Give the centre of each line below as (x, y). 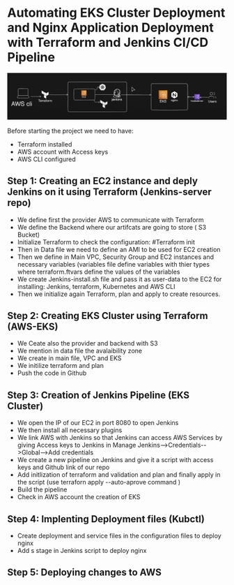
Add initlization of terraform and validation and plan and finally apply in (119, 475)
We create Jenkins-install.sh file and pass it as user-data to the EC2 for (119, 279)
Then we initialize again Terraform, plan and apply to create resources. (119, 294)
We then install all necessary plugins (70, 430)
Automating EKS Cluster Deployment (116, 13)
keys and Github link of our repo (63, 467)
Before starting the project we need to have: (70, 131)
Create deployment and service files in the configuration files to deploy (119, 535)
